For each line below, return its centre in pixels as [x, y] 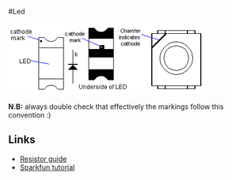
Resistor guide [43, 159]
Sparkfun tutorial [47, 167]
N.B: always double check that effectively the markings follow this [116, 107]
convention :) [30, 115]
